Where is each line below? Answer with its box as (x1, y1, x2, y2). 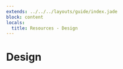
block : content (6, 14, 44, 20)
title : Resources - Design (11, 25, 78, 31)
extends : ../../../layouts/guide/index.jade (6, 8, 118, 15)
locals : (6, 19, 25, 25)
